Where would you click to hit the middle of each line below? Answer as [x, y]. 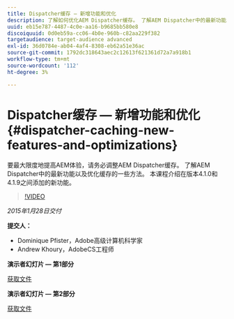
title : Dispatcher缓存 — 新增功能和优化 [62, 14]
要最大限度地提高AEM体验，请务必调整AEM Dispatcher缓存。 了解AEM [109, 165]
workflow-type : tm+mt [39, 59]
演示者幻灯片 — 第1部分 [41, 264]
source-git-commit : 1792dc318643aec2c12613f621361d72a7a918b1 [99, 53]
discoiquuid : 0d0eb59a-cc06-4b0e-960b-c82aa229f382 [84, 33]
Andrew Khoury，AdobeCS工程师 [65, 249]
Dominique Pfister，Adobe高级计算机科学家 [80, 241]
